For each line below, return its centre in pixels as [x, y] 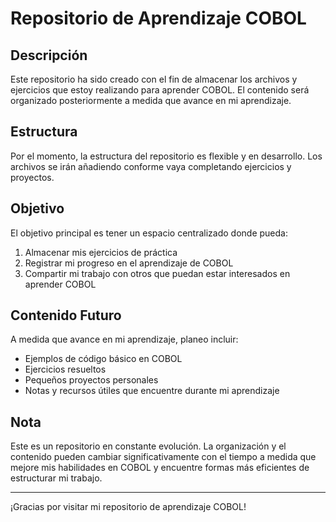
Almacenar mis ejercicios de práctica [101, 252]
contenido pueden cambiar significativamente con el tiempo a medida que [163, 457]
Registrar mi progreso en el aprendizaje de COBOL [129, 263]
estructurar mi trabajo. [56, 478]
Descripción [49, 55]
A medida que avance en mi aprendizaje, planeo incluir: [124, 339]
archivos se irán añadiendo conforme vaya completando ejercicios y [151, 166]
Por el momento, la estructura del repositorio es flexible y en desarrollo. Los [166, 156]
